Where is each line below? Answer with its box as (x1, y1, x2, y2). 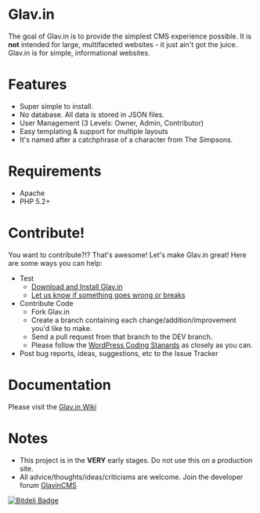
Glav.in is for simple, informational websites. (8, 48, 150, 57)
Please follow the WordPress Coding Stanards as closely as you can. (31, 340, 253, 350)
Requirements (8, 162, 102, 180)
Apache (19, 188, 45, 198)
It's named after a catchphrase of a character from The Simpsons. (19, 135, 233, 144)
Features (8, 76, 67, 93)
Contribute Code (19, 298, 74, 307)
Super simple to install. (19, 101, 94, 111)
